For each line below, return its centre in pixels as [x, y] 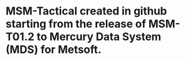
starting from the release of [76, 24]
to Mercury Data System [99, 37]
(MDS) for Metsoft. [54, 50]
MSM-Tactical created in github [86, 11]
